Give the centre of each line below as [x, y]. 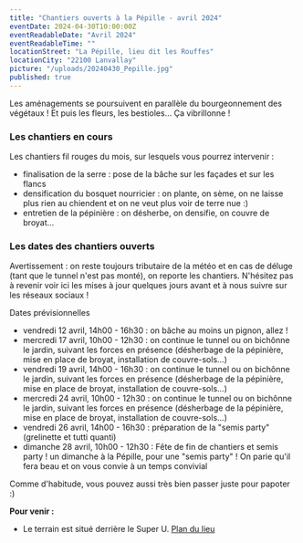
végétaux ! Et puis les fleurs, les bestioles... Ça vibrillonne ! [120, 113]
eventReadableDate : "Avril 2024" [73, 35]
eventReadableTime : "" [52, 43]
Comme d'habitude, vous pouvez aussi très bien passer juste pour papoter [150, 484]
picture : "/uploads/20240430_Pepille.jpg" [91, 69]
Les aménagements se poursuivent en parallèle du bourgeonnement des [146, 103]
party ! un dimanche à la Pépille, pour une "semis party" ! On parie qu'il [157, 456]
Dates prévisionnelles [50, 313]
